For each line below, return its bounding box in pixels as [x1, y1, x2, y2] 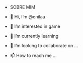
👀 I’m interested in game [10, 23, 60, 29]
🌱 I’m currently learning [10, 33, 59, 39]
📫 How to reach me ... [10, 53, 57, 59]
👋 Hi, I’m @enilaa [10, 14, 45, 19]
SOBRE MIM [10, 4, 36, 10]
